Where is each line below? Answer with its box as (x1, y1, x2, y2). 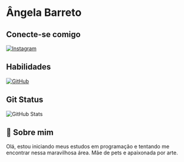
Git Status (6, 95, 44, 105)
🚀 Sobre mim (6, 127, 54, 138)
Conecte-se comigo (6, 29, 81, 39)
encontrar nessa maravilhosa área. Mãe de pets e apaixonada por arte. (6, 149, 178, 156)
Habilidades (6, 62, 51, 72)
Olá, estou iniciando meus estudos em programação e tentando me (6, 143, 170, 150)
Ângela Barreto (6, 6, 82, 19)
